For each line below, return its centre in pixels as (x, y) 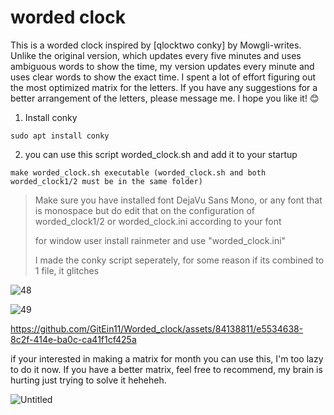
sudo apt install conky (60, 136)
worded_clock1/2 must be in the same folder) (106, 181)
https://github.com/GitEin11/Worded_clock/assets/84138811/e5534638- (157, 328)
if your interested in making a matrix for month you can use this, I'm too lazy (167, 358)
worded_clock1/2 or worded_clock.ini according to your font (158, 221)
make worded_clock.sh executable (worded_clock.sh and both (138, 172)
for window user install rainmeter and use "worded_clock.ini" (160, 240)
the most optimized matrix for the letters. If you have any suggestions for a (164, 87)
